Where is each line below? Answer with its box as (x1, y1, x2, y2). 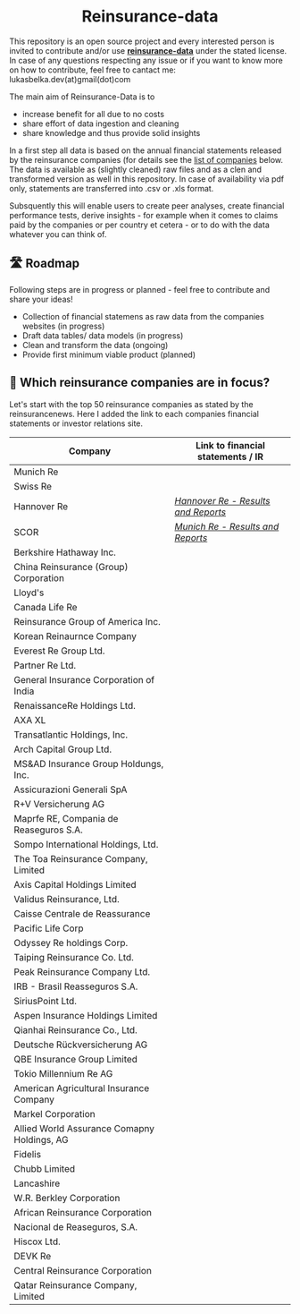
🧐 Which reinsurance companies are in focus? (9, 375, 271, 390)
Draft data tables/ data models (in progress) (21, 329, 184, 341)
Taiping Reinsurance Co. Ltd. (13, 951, 134, 963)
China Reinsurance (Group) (13, 560, 129, 573)
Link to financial (195, 439, 266, 451)
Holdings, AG (13, 1133, 69, 1146)
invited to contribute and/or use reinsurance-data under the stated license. (9, 45, 287, 55)
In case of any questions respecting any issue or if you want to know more (9, 55, 283, 65)
